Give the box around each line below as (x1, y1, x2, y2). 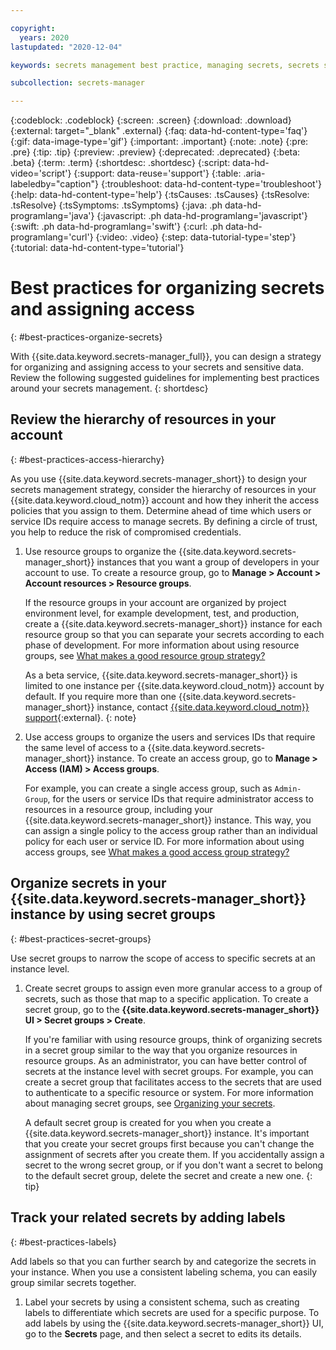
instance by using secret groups (10, 906, 216, 923)
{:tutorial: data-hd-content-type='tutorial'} (10, 242, 185, 254)
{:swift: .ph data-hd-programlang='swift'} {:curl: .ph (10, 221, 224, 233)
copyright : (10, 23, 56, 33)
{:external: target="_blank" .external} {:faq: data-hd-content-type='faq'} (10, 125, 308, 137)
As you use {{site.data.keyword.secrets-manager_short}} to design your (10, 472, 307, 485)
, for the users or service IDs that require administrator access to (47, 792, 314, 805)
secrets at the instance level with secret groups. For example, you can (24, 1065, 314, 1077)
